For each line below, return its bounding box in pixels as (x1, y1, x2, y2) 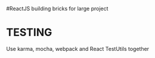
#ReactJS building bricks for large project (6, 5, 108, 12)
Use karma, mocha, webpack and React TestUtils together (6, 45, 150, 52)
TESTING (6, 26, 52, 39)
